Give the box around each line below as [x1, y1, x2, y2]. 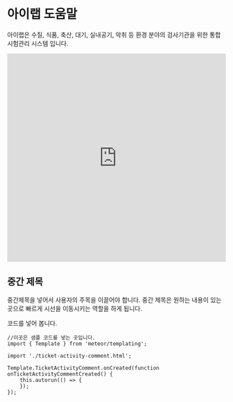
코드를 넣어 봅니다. [7, 319, 58, 327]
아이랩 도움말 [7, 6, 78, 22]
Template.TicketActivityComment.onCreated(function [7, 365, 159, 372]
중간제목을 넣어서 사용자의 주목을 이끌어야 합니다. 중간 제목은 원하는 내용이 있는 [7, 295, 222, 304]
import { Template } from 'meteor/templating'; [7, 340, 148, 347]
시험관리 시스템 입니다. [7, 39, 69, 47]
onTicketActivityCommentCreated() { [7, 370, 113, 378]
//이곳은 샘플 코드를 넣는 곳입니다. [7, 334, 96, 341]
